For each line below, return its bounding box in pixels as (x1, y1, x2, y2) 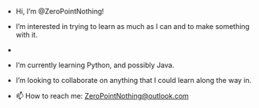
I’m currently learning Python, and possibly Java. (15, 60, 175, 70)
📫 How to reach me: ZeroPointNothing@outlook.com (15, 92, 189, 100)
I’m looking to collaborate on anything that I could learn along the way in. (15, 76, 252, 85)
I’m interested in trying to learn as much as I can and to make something (15, 22, 250, 31)
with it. (15, 31, 38, 39)
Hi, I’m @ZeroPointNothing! (15, 7, 105, 16)
